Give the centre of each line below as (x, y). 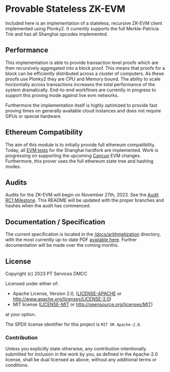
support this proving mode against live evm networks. (62, 95)
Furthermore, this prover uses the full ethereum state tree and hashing (79, 161)
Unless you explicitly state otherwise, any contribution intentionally (76, 349)
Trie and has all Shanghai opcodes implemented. (57, 34)
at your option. (21, 314)
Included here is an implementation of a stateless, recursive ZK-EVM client (84, 23)
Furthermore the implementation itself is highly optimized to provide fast (81, 105)
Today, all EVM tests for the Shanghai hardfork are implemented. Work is (82, 150)
